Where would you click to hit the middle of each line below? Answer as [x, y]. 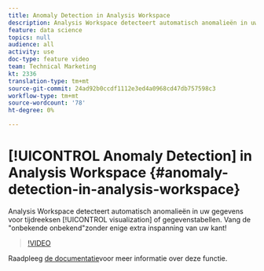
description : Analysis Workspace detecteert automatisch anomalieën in [128, 23]
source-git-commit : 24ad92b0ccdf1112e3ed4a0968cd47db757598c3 [112, 88]
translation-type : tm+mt [49, 81]
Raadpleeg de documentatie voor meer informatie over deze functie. [118, 258]
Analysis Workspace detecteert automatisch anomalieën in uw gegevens [126, 211]
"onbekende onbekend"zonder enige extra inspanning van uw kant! [117, 228]
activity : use [31, 52]
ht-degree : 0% [31, 111]
